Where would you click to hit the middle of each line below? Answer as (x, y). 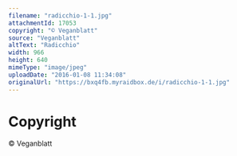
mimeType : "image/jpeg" (48, 68)
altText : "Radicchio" (44, 45)
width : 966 (26, 53)
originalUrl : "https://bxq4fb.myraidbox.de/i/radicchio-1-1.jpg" (119, 82)
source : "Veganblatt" (44, 38)
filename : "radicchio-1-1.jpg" (60, 16)
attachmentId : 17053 (43, 23)
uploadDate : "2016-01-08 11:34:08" (67, 75)
